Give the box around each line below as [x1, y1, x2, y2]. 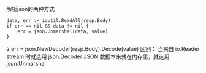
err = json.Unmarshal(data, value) [17, 28, 109, 34]
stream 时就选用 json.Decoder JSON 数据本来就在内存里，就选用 [6, 53, 170, 60]
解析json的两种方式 [6, 6, 55, 12]
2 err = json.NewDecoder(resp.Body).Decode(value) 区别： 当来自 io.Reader [6, 45, 200, 52]
